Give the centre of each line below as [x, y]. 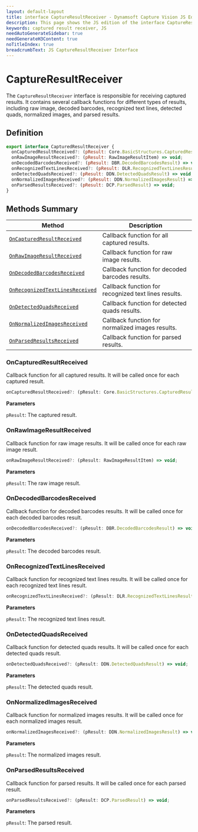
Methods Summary [42, 209]
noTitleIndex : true [30, 45]
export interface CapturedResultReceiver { [60, 146]
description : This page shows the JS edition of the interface [85, 22]
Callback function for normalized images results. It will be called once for [95, 715]
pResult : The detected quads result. [49, 687]
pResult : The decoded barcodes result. [54, 551]
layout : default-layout [35, 12]
